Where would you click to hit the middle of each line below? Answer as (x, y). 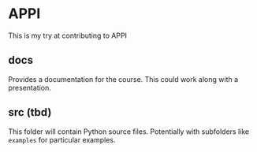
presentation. (30, 87)
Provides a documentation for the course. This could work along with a (123, 79)
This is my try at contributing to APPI (68, 35)
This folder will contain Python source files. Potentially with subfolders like (129, 132)
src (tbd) (30, 112)
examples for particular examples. (62, 139)
